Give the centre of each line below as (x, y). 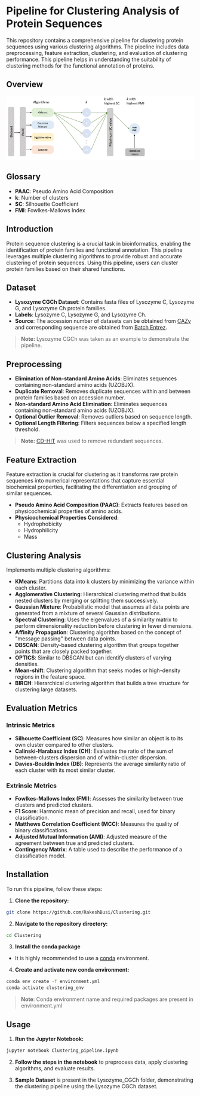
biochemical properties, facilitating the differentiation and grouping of (92, 487)
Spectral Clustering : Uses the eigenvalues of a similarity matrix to (96, 619)
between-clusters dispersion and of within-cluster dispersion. (91, 757)
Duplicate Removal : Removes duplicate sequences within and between (103, 391)
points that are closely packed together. (64, 651)
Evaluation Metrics (42, 708)
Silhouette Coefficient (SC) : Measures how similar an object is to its (99, 738)
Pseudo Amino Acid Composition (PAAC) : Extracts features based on (101, 505)
